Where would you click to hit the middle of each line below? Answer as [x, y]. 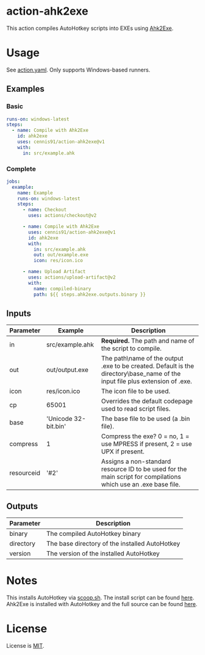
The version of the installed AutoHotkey [103, 554]
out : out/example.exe [61, 255]
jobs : [13, 181]
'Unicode [59, 419]
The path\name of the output [142, 359]
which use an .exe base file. [141, 485]
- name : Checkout [45, 210]
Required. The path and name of [148, 341]
